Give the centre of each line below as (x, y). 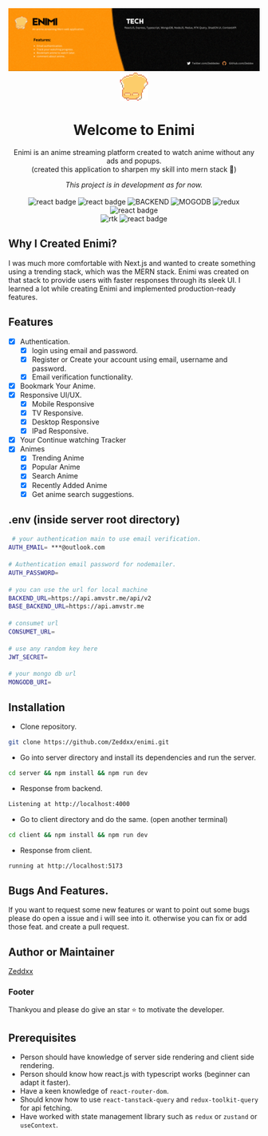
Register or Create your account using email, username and (130, 359)
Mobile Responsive (63, 403)
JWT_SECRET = (28, 657)
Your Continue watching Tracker (73, 440)
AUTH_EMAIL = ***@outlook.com (57, 548)
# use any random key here (53, 649)
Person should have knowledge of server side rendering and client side (137, 1057)
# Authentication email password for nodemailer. (93, 565)
